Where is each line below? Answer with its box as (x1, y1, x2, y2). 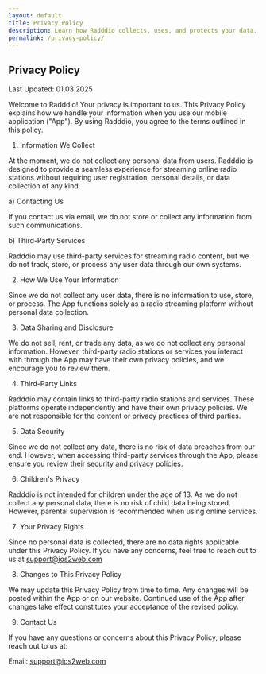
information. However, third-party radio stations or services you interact (8, 347, 244, 356)
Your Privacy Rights (19, 522, 85, 532)
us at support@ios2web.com (8, 554, 103, 564)
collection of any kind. (8, 181, 81, 191)
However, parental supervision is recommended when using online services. (8, 506, 258, 517)
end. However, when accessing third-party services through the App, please (8, 451, 259, 460)
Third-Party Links (19, 379, 78, 389)
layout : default (8, 11, 62, 20)
